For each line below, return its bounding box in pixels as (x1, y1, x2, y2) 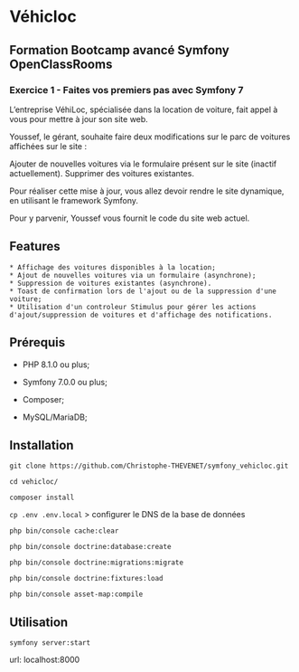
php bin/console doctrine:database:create (9, 543, 172, 552)
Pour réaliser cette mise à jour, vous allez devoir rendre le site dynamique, (9, 185, 285, 196)
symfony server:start (9, 639, 91, 648)
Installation (9, 437, 74, 453)
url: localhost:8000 (9, 654, 80, 666)
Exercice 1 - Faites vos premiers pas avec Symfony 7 (9, 83, 244, 96)
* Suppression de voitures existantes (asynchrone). (9, 279, 212, 288)
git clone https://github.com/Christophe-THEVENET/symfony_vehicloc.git (9, 461, 289, 471)
